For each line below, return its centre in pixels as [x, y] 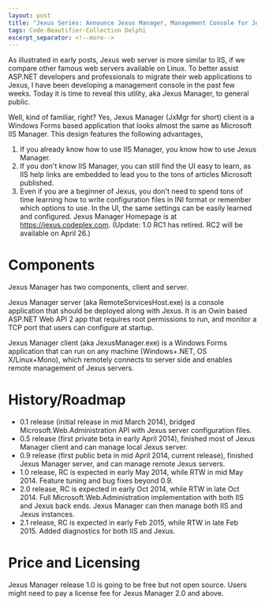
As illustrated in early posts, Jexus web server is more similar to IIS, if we [127, 60]
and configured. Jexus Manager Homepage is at [98, 216]
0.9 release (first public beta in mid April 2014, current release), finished [136, 456]
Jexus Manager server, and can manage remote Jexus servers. [122, 464]
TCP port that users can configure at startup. [81, 328]
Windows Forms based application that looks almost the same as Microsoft [130, 126]
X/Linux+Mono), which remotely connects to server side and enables [120, 359]
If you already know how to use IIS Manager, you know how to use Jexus [138, 149]
